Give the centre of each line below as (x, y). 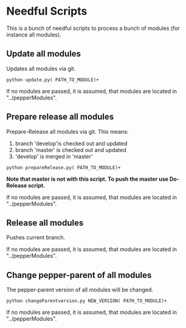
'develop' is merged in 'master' (54, 156)
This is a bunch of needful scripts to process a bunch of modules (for (93, 28)
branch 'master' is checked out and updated (71, 150)
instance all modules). (34, 34)
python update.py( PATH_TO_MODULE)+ (53, 80)
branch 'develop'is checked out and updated (71, 143)
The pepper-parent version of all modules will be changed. (80, 290)
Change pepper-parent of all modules (79, 275)
